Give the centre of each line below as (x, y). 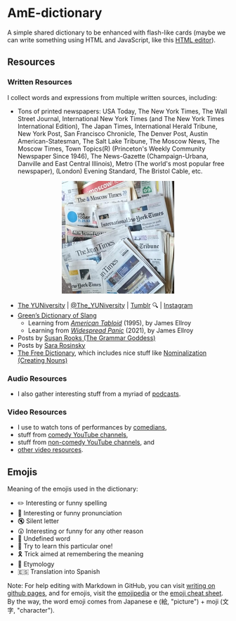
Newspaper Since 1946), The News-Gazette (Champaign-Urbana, (113, 156)
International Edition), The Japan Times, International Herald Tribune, (117, 126)
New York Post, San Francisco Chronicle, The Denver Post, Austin (113, 133)
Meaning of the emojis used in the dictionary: (73, 489)
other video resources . (50, 450)
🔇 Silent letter (38, 521)
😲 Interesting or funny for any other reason (80, 531)
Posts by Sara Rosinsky (51, 345)
